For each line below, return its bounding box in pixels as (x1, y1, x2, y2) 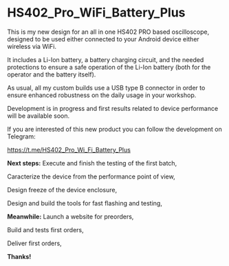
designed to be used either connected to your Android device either (7, 34, 199, 43)
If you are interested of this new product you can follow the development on (7, 125, 222, 133)
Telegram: (7, 132, 36, 141)
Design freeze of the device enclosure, (7, 185, 118, 194)
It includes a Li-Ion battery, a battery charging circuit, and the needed (7, 55, 204, 63)
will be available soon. (7, 112, 70, 120)
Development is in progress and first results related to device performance (7, 104, 219, 112)
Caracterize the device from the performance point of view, (7, 172, 175, 181)
